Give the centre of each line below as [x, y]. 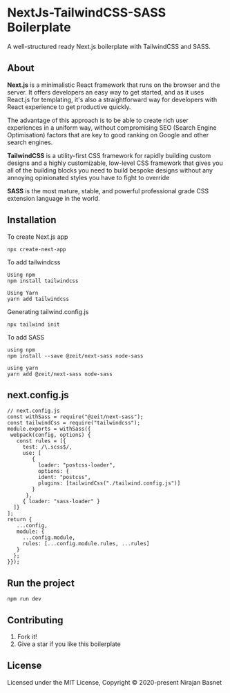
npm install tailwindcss [43, 281]
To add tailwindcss [34, 262]
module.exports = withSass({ [49, 429]
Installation [32, 220]
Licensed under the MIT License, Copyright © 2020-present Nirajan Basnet [115, 682]
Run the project [41, 583]
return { [20, 520]
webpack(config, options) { [50, 435]
